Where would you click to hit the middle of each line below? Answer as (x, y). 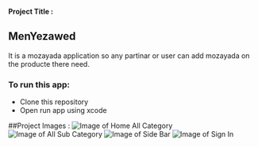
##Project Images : (39, 126)
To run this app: (39, 84)
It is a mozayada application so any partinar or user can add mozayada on (129, 56)
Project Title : (31, 12)
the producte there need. (49, 64)
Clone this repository (54, 102)
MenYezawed (42, 36)
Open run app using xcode (63, 110)
